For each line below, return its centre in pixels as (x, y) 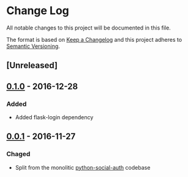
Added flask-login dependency (54, 117)
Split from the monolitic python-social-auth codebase (83, 167)
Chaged (18, 154)
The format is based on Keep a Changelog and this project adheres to (94, 39)
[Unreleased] (32, 65)
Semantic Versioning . (33, 46)
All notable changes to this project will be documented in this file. (89, 28)
